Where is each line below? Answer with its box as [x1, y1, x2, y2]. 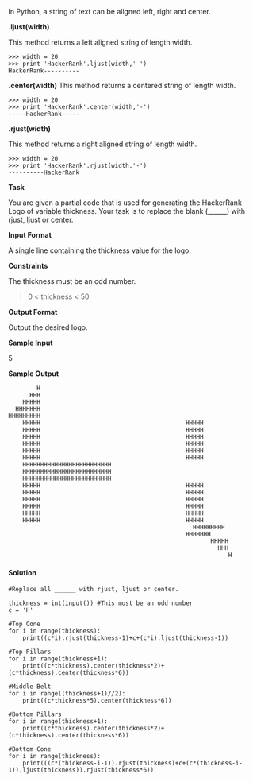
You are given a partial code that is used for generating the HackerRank [8, 198, 242, 207]
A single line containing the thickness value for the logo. [8, 246, 192, 255]
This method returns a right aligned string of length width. [8, 139, 197, 149]
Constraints [8, 261, 48, 270]
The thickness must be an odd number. [8, 277, 136, 285]
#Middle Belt [8, 683, 52, 691]
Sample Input [8, 338, 53, 347]
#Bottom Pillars [8, 710, 62, 718]
